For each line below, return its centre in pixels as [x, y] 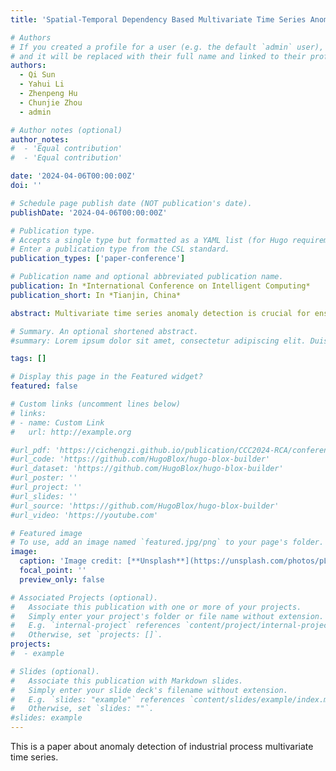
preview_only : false [62, 579]
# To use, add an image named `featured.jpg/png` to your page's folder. [167, 542]
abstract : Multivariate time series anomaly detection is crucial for [160, 313]
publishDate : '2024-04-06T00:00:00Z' [89, 212]
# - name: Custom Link [57, 422]
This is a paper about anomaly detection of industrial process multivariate [162, 746]
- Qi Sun [37, 75]
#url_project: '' [46, 487]
